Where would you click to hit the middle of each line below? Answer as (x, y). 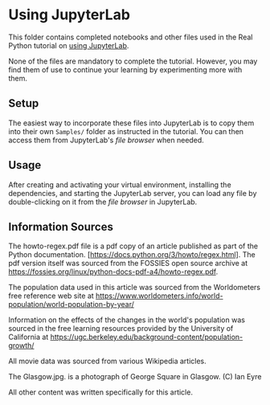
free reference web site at (51, 296)
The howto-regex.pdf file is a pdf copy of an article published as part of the (133, 246)
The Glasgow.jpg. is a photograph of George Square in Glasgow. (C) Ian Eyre (135, 377)
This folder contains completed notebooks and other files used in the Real (131, 37)
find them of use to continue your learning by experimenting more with (125, 69)
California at (29, 337)
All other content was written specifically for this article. (100, 392)
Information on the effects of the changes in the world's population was (127, 320)
